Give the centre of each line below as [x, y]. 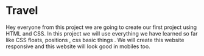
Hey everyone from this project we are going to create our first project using [101, 27]
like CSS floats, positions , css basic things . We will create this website [95, 40]
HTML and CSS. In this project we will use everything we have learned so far [102, 33]
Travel [22, 11]
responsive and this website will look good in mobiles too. [78, 46]
